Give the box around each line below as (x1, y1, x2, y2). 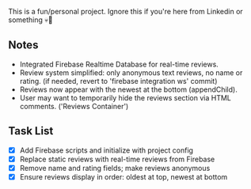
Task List (8, 124, 54, 138)
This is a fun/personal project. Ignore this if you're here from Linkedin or (8, 7, 243, 16)
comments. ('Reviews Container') (19, 101, 129, 111)
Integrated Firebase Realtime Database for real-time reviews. (19, 59, 219, 69)
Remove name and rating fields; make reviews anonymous (19, 163, 211, 172)
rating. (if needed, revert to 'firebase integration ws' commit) (19, 76, 218, 85)
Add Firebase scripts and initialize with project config (19, 146, 194, 155)
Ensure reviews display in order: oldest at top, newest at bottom (19, 172, 228, 181)
